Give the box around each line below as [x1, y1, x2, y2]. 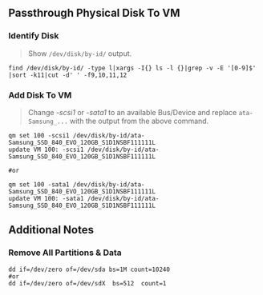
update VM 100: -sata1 [8, 194, 84, 202]
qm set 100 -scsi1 [8, 131, 70, 139]
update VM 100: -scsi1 [8, 146, 84, 153]
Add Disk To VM [8, 90, 72, 101]
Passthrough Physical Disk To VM [8, 6, 180, 20]
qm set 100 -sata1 [8, 180, 70, 189]
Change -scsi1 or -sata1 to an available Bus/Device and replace [27, 107, 237, 117]
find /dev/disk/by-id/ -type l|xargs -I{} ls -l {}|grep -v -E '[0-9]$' [8, 64, 257, 72]
